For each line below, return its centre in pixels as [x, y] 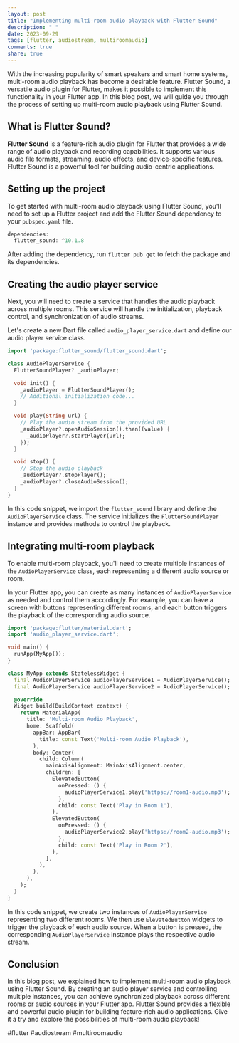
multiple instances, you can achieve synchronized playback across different [118, 997]
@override [28, 699]
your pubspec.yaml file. [40, 221]
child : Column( [61, 759]
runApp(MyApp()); [39, 654]
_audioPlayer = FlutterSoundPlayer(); [78, 390]
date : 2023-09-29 [33, 34]
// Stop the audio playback [62, 468]
